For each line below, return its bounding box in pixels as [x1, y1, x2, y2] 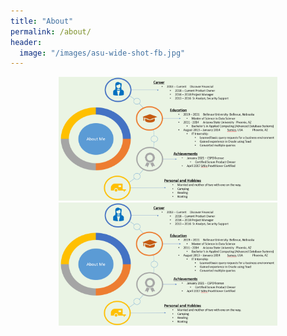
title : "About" [10, 16, 74, 26]
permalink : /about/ [10, 26, 92, 37]
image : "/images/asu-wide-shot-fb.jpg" [19, 48, 186, 58]
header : [10, 37, 43, 47]
